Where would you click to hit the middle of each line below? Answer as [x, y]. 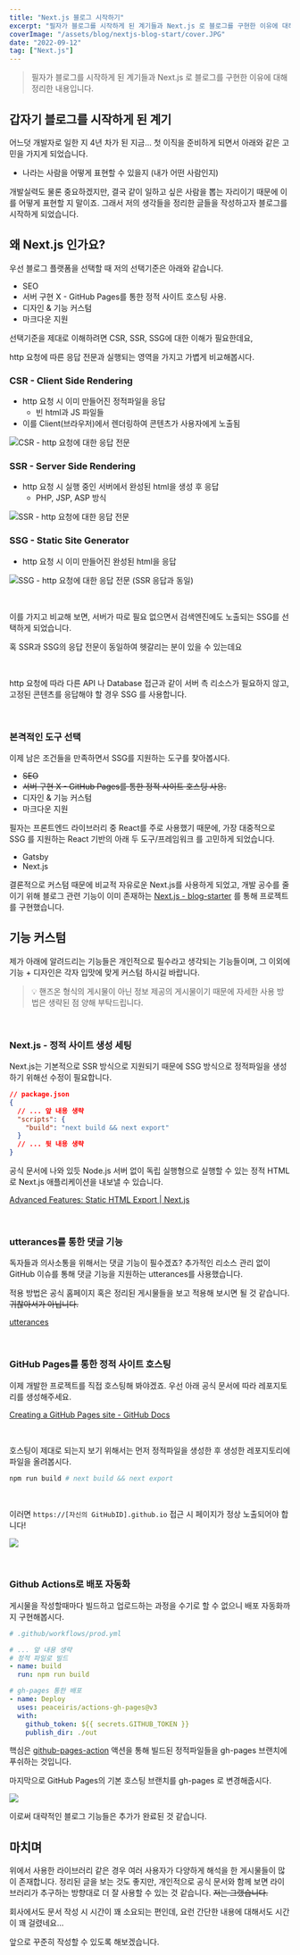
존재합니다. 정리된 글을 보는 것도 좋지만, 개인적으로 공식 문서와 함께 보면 [143, 1882]
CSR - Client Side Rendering [71, 381]
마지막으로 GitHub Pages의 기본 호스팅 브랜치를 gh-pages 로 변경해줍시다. [141, 1781]
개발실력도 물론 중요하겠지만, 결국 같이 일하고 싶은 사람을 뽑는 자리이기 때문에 [144, 191]
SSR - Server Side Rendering [73, 466]
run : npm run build [54, 1675]
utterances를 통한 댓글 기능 [66, 1241]
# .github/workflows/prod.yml [66, 1633]
